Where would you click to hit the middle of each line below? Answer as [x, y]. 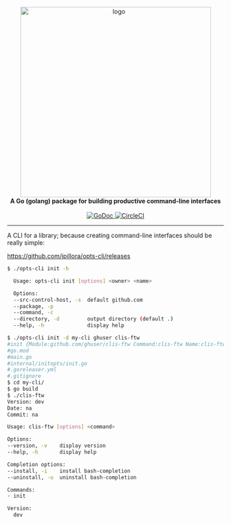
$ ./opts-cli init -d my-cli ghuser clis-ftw [73, 338]
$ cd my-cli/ [26, 383]
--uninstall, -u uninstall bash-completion [72, 477]
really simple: [26, 243]
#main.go [20, 357]
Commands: [21, 490]
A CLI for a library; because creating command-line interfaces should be [110, 235]
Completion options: [37, 464]
